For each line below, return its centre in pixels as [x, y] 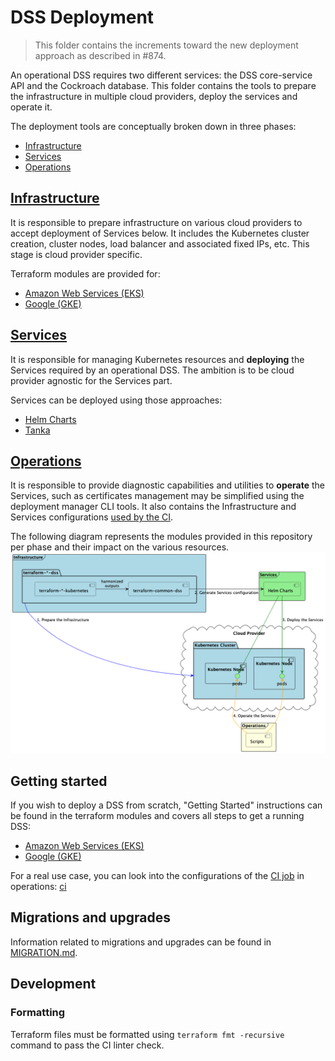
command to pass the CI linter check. [87, 1045]
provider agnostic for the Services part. [91, 380]
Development [53, 984]
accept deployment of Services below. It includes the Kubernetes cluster [160, 233]
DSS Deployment [82, 17]
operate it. [31, 107]
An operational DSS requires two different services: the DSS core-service [161, 75]
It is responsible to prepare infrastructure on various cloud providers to [156, 222]
